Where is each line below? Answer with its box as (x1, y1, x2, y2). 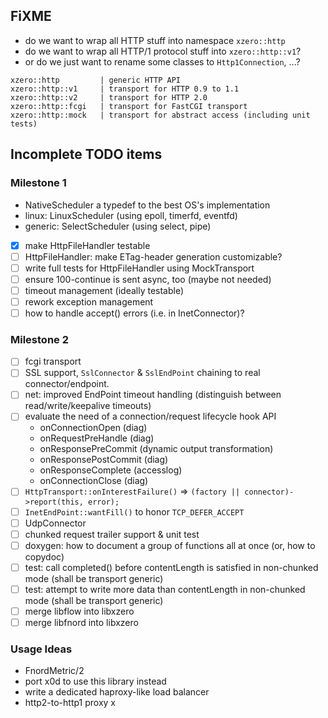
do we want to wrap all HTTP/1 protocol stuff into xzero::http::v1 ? (24, 45, 302, 57)
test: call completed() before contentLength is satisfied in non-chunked (24, 561, 319, 573)
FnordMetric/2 (24, 665, 85, 677)
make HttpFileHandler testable (24, 239, 151, 251)
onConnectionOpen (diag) (39, 422, 148, 434)
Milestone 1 (10, 176, 67, 190)
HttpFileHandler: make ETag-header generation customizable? (24, 250, 283, 263)
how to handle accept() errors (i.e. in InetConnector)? (24, 307, 245, 319)
